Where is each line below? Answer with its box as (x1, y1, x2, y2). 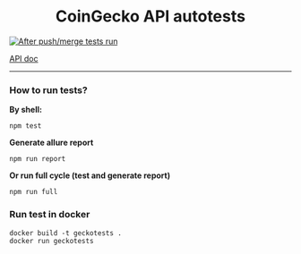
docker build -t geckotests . (9, 228, 123, 238)
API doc (9, 53, 39, 63)
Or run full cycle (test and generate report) (9, 170, 171, 181)
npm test (9, 122, 42, 131)
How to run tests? (9, 83, 88, 96)
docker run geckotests (9, 236, 94, 245)
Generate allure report (9, 137, 94, 148)
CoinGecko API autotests (55, 6, 246, 27)
